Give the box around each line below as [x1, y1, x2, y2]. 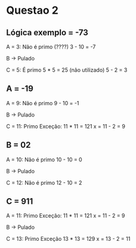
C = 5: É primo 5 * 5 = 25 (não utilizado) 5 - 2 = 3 [6, 66, 128, 74]
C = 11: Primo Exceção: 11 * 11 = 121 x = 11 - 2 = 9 [6, 123, 125, 130]
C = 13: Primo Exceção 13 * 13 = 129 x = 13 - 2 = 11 [6, 235, 131, 243]
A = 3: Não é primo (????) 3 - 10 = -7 [6, 43, 96, 50]
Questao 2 [6, 4, 58, 17]
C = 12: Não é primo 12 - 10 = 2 [6, 179, 82, 186]
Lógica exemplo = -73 [6, 27, 88, 38]
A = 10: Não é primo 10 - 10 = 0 [6, 156, 82, 163]
